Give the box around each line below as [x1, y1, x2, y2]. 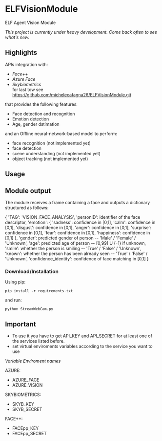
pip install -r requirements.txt [5, 289, 73, 294]
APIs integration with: [5, 61, 48, 67]
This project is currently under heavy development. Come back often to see [5, 29, 158, 35]
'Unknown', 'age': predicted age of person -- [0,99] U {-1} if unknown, [5, 240, 146, 246]
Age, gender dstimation [12, 121, 60, 127]
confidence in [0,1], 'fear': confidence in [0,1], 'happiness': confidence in [5, 230, 150, 235]
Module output [5, 186, 51, 195]
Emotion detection [12, 116, 49, 122]
